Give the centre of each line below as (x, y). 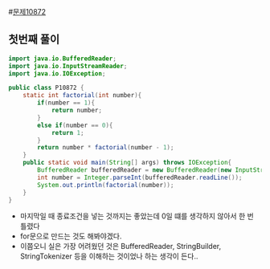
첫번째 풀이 (34, 40)
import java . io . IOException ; (57, 73)
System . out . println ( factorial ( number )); (106, 185)
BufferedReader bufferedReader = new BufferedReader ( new (134, 170)
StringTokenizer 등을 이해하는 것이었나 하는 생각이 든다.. (109, 256)
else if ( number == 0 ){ (75, 125)
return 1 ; (67, 132)
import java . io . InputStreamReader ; (68, 66)
